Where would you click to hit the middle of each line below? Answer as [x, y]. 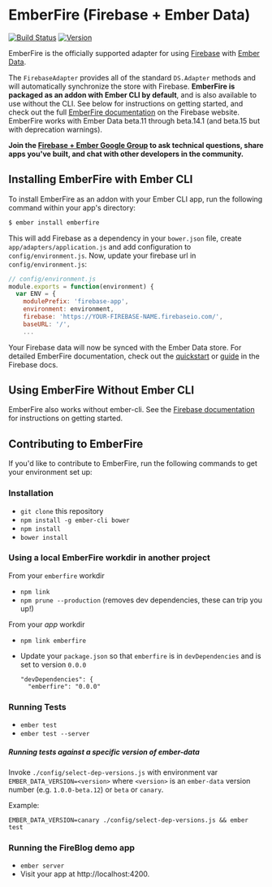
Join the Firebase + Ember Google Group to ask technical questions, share [136, 145]
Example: [24, 806]
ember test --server [55, 734]
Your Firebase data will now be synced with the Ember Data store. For [125, 347]
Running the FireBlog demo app [72, 848]
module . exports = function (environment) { [81, 286]
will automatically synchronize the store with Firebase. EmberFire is [122, 86]
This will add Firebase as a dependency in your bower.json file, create [125, 238]
